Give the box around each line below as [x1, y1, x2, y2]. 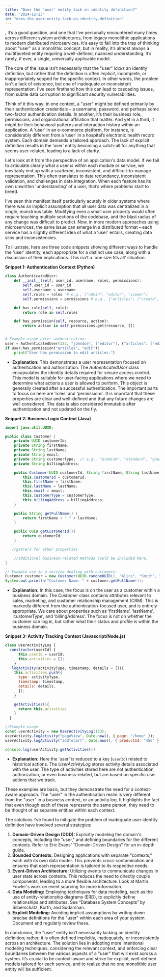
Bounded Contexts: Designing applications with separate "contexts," [12, 852, 152, 858]
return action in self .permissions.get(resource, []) [23, 324, 135, 328]
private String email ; [14, 452, 60, 457]
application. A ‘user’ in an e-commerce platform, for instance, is [5, 127, 134, 133]
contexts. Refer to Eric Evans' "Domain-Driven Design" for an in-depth [12, 841, 155, 847]
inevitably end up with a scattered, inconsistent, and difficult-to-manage [5, 168, 151, 174]
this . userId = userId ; [18, 651, 65, 657]
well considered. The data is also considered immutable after [12, 401, 136, 407]
